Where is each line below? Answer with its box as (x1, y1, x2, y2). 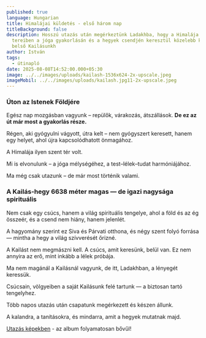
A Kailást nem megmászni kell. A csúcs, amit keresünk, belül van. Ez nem (6, 246, 191, 253)
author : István (6, 49, 45, 55)
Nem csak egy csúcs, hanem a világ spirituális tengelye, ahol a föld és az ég (6, 209, 199, 217)
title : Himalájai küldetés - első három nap (6, 20, 122, 26)
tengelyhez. (6, 289, 37, 296)
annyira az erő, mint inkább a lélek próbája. (6, 252, 115, 259)
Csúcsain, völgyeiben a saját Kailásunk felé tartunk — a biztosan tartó (6, 283, 183, 290)
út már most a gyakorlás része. (6, 118, 87, 126)
